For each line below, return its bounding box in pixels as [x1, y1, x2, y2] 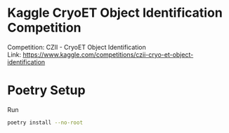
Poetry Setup [7, 83, 86, 99]
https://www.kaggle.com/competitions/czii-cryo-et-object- [22, 50, 194, 59]
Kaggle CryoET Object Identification [7, 5, 223, 21]
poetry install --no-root [7, 119, 83, 126]
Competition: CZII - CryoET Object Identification [7, 43, 146, 51]
